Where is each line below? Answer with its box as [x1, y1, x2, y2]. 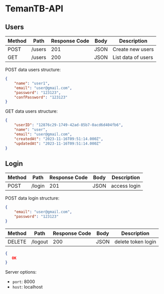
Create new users [112, 46, 154, 53]
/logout [31, 238, 48, 245]
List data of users [112, 54, 153, 61]
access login [111, 182, 141, 189]
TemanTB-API [5, 3, 64, 14]
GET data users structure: [5, 108, 58, 114]
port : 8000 [12, 279, 35, 285]
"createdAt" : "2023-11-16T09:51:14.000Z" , [14, 136, 103, 142]
